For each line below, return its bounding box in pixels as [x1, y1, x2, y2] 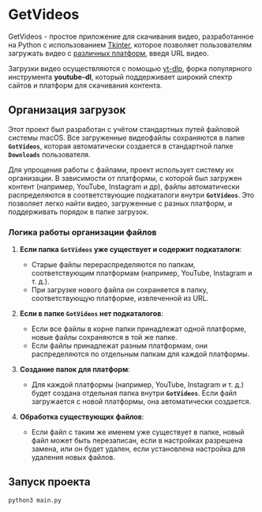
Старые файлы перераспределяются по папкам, [31, 260, 196, 269]
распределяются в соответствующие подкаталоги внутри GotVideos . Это [8, 190, 255, 199]
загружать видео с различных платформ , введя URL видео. [8, 48, 209, 58]
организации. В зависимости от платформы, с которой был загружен [8, 173, 242, 183]
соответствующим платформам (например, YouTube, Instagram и [31, 269, 253, 278]
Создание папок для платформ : [19, 365, 130, 375]
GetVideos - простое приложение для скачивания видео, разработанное [8, 32, 254, 41]
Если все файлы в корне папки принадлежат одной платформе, [31, 324, 247, 333]
